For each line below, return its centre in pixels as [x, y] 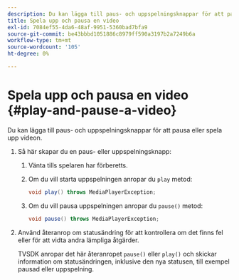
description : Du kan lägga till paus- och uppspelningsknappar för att [116, 14]
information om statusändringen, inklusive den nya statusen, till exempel [123, 261]
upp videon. [25, 138]
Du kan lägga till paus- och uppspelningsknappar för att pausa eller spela [115, 130]
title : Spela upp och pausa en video [63, 21]
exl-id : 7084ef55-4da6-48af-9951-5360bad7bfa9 [78, 27]
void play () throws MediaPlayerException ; [92, 192]
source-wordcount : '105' [44, 47]
